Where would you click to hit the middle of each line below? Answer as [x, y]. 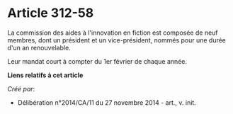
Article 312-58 [51, 13]
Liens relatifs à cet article [45, 75]
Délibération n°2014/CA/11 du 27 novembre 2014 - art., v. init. [107, 102]
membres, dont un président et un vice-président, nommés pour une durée [117, 40]
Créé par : [21, 89]
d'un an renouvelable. [39, 47]
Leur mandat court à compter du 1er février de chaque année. [97, 61]
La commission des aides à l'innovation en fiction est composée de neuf [113, 33]
